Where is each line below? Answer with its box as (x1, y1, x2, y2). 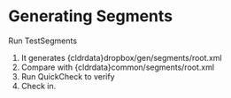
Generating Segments (8, 6, 173, 26)
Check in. (20, 80, 57, 91)
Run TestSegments (8, 35, 77, 46)
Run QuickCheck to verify (20, 71, 116, 81)
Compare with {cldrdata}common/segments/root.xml (20, 62, 214, 72)
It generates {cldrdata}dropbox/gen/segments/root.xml (20, 52, 222, 63)
